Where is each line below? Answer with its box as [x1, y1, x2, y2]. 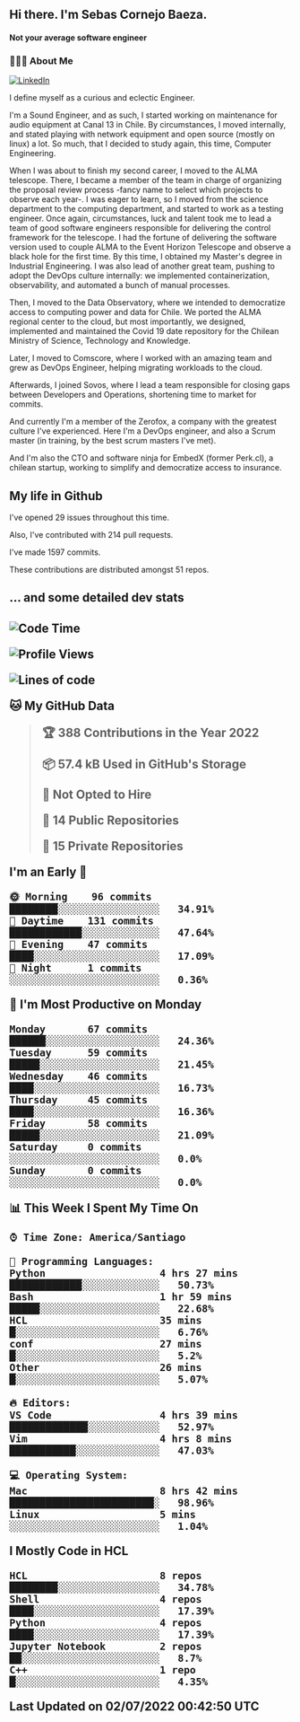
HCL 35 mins [9, 1313, 202, 1327]
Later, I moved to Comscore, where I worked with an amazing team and [9, 353, 272, 364]
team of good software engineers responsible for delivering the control [9, 223, 271, 233]
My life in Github [9, 488, 103, 504]
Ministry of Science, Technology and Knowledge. [9, 336, 191, 347]
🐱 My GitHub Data [9, 698, 115, 713]
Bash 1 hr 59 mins [9, 1290, 233, 1303]
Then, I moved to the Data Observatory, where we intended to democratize [9, 297, 286, 308]
